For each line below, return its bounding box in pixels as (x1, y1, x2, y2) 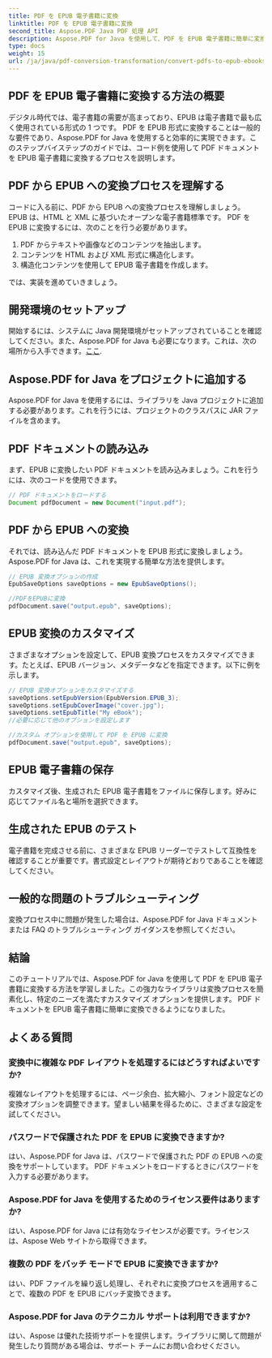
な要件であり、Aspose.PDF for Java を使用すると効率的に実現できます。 (8, 132, 250, 142)
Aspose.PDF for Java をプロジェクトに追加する (8, 372, 247, 386)
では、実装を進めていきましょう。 (8, 277, 122, 286)
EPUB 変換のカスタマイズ (8, 626, 135, 641)
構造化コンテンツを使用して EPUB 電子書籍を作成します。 (19, 260, 213, 269)
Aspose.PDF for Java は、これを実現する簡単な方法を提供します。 (8, 557, 229, 566)
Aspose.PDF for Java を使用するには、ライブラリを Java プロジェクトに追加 (8, 395, 264, 406)
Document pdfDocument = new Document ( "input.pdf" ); (8, 498, 186, 507)
